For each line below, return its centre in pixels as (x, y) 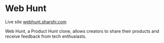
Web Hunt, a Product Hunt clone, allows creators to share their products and (82, 31)
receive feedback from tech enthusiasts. (46, 36)
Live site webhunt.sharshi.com (36, 22)
